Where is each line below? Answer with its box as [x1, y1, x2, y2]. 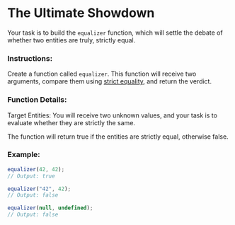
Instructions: [7, 53, 53, 63]
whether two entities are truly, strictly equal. [7, 35, 136, 44]
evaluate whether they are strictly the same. [7, 118, 136, 127]
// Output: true [7, 172, 55, 180]
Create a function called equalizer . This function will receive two [7, 69, 197, 79]
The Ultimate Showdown [7, 5, 155, 21]
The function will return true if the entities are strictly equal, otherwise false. [7, 132, 229, 141]
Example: [7, 150, 40, 160]
